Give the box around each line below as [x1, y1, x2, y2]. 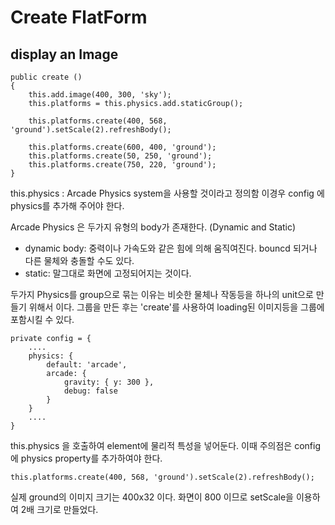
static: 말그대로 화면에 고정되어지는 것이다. [24, 267, 192, 279]
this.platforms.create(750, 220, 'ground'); [28, 160, 217, 170]
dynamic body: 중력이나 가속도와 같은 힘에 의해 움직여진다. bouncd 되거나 [24, 242, 318, 254]
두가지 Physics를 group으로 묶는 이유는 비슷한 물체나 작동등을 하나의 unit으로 [10, 289, 314, 300]
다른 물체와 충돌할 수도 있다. [24, 255, 135, 266]
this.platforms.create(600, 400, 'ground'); [28, 142, 217, 152]
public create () [10, 72, 83, 82]
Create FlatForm [10, 6, 148, 29]
